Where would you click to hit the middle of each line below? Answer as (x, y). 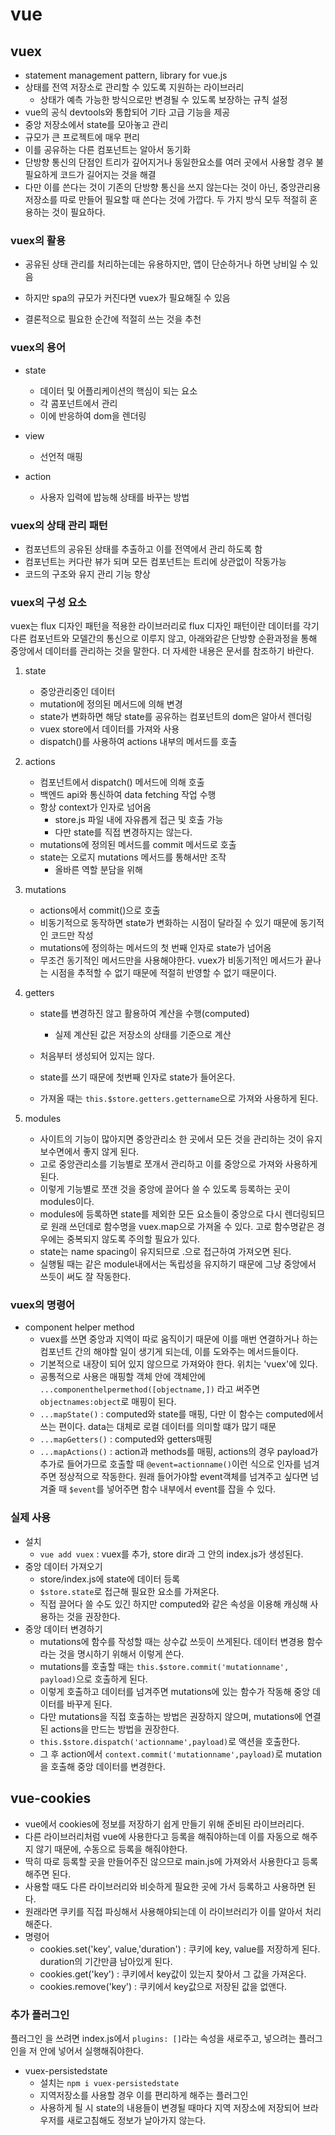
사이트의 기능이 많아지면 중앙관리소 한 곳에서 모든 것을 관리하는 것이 (172, 1139)
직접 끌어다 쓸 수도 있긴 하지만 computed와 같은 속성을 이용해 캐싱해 (173, 1604)
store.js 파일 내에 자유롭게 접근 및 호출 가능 (139, 820)
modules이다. (67, 1202)
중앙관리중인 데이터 (77, 692)
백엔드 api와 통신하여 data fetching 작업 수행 (128, 795)
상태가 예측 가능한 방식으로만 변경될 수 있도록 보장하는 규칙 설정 (163, 99)
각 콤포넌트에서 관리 (78, 403)
